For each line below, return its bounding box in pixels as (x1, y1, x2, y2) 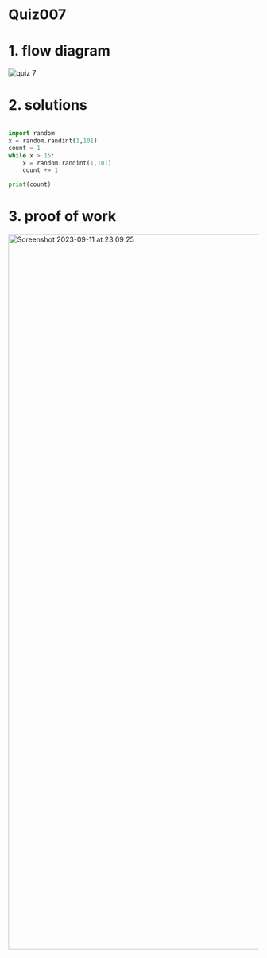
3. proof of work (8, 208, 117, 226)
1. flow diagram (8, 42, 111, 60)
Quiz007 (8, 6, 67, 24)
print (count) (8, 180, 52, 188)
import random (8, 130, 56, 138)
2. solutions (8, 96, 87, 114)
